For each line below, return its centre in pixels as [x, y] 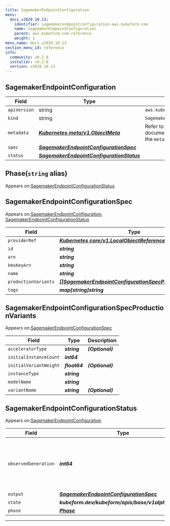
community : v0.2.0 [29, 57]
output [16, 494]
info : [11, 52]
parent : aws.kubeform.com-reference [53, 33]
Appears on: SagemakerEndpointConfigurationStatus [60, 186]
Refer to [154, 126]
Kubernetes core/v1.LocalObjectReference [112, 240]
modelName [19, 382]
